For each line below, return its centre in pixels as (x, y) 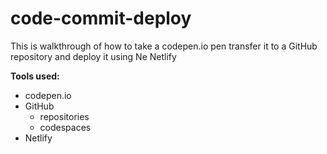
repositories (64, 116)
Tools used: (35, 76)
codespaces (65, 127)
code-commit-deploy (101, 18)
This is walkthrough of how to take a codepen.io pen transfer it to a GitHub (164, 46)
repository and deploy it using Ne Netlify (93, 56)
